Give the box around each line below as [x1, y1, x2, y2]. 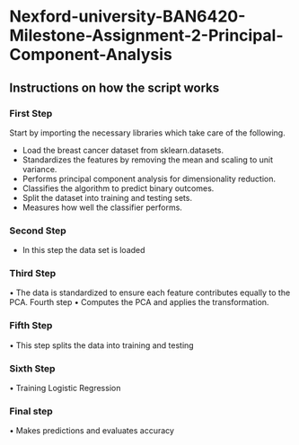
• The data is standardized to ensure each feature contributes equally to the [9, 287, 291, 298]
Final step [9, 405, 54, 417]
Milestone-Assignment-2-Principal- [9, 25, 285, 46]
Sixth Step [9, 362, 56, 374]
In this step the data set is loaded [22, 245, 145, 256]
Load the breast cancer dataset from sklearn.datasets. [22, 144, 224, 155]
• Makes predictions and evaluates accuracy [9, 425, 175, 436]
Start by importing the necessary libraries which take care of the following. [9, 127, 286, 138]
